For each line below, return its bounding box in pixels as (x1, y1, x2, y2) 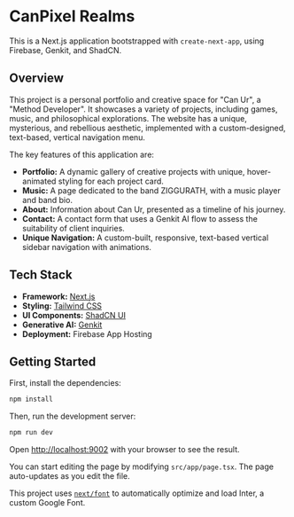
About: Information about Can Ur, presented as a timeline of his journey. (21, 204, 286, 215)
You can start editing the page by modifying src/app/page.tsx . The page (9, 461, 275, 472)
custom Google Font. (9, 497, 86, 508)
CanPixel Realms (9, 6, 135, 27)
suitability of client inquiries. (21, 223, 126, 233)
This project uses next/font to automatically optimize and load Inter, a (9, 488, 265, 498)
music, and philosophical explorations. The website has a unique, (9, 113, 248, 123)
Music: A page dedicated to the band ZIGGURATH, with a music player (21, 184, 281, 196)
